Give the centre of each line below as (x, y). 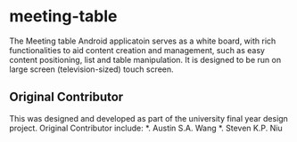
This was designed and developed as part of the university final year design (148, 118)
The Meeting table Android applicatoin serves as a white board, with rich (143, 41)
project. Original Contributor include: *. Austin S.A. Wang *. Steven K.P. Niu (146, 128)
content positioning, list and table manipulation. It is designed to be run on (145, 59)
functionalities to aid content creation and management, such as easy (137, 50)
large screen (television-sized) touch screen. (91, 69)
